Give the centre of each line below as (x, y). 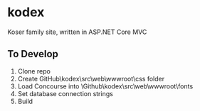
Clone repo (34, 71)
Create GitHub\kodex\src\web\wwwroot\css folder (91, 78)
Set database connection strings (65, 93)
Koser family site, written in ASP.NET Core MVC (77, 32)
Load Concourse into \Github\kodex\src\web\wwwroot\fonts (105, 86)
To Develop (33, 54)
